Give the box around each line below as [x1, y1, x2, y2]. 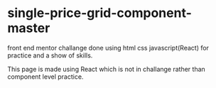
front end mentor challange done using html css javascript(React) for [7, 43, 210, 52]
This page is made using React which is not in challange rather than [7, 65, 206, 73]
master [7, 20, 50, 36]
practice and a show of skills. [7, 51, 93, 60]
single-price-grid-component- [7, 5, 192, 21]
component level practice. [7, 72, 84, 81]
